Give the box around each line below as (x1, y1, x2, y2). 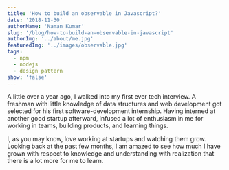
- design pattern (13, 67, 63, 74)
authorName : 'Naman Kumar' (7, 23, 85, 29)
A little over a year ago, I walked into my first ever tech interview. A (7, 93, 196, 101)
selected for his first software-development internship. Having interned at (7, 107, 216, 115)
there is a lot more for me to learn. (7, 157, 104, 165)
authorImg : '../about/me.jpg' (7, 36, 94, 42)
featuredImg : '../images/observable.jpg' (7, 42, 128, 49)
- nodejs (13, 61, 39, 68)
